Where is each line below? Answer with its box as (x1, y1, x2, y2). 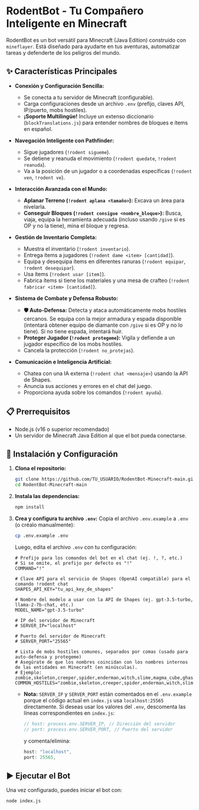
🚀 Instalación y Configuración (6, 449, 118, 459)
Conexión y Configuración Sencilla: (14, 82, 105, 89)
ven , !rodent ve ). (23, 174, 65, 181)
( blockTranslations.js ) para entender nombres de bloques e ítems (23, 119, 188, 126)
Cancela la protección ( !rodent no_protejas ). (23, 346, 135, 354)
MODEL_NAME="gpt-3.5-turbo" (14, 607, 84, 613)
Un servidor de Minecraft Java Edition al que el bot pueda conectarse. (14, 431, 187, 439)
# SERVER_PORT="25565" (14, 638, 71, 644)
